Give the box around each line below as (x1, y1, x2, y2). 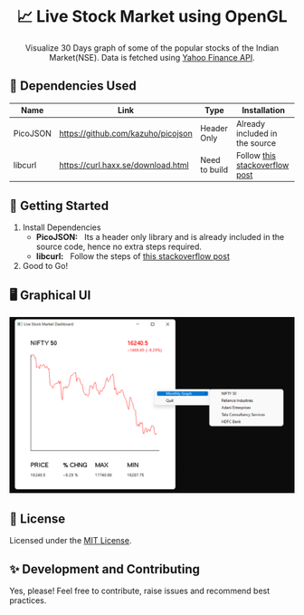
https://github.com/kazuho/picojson (58, 128, 193, 139)
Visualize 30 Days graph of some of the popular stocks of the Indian (24, 42, 280, 53)
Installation (242, 105, 285, 116)
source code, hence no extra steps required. (35, 241, 202, 253)
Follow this (236, 149, 277, 160)
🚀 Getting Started (9, 197, 109, 213)
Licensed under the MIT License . (9, 535, 132, 546)
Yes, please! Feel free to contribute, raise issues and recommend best (9, 585, 271, 597)
